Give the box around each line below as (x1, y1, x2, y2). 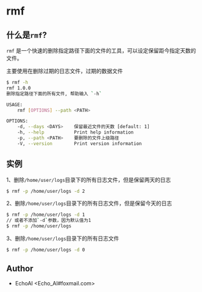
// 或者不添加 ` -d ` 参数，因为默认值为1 (6, 218, 91, 224)
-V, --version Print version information (17, 140, 142, 146)
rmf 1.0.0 (6, 85, 31, 91)
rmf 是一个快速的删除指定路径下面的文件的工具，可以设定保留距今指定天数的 (6, 47, 197, 54)
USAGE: (6, 102, 23, 108)
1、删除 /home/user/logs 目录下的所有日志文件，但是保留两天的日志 (6, 176, 171, 183)
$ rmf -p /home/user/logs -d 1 (6, 212, 85, 218)
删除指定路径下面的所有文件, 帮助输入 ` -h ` (6, 91, 102, 97)
